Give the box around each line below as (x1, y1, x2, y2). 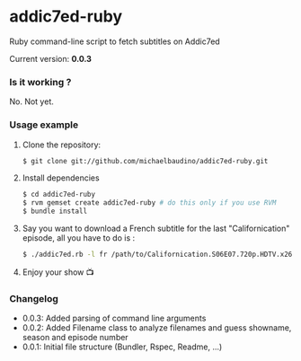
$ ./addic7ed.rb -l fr (22, 250, 108, 260)
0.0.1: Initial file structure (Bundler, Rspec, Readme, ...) (22, 341, 223, 352)
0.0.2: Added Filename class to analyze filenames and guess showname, (22, 322, 292, 333)
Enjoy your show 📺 (22, 267, 94, 277)
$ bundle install (22, 207, 88, 216)
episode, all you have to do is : (22, 233, 136, 243)
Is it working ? (9, 75, 72, 88)
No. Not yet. (9, 96, 54, 107)
